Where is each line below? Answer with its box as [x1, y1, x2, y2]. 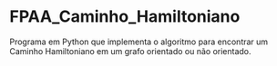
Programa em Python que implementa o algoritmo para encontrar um [9, 36, 269, 47]
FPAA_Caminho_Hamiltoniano [9, 6, 241, 27]
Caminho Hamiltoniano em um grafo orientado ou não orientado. [9, 45, 252, 56]
